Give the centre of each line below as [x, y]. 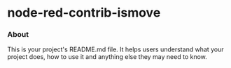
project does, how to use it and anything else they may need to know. [107, 57]
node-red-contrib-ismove [84, 13]
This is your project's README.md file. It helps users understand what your [115, 49]
